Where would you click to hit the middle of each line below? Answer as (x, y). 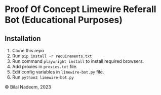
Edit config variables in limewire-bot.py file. (58, 72)
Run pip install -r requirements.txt (52, 56)
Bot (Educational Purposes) (64, 20)
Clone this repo (28, 51)
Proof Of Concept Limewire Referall (80, 9)
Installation (23, 38)
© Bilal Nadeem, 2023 (28, 87)
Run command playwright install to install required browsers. (78, 61)
